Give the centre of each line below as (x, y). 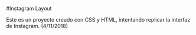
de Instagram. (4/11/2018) (37, 26)
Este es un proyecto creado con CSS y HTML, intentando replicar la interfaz (98, 20)
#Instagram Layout (29, 8)
